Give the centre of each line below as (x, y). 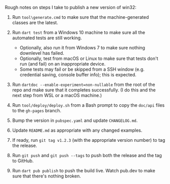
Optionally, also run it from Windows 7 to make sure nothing (82, 48)
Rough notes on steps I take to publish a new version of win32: (71, 7)
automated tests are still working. (47, 38)
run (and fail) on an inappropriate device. (63, 64)
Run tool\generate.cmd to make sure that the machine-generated (80, 17)
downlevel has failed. (42, 53)
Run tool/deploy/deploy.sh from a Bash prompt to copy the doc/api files (88, 105)
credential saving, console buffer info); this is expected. (78, 75)
